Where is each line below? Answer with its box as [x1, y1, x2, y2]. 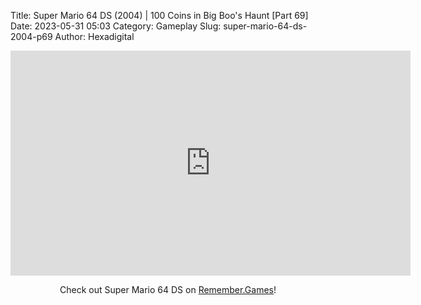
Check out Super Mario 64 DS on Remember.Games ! [59, 284, 277, 295]
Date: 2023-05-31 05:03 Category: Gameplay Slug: [10, 20, 222, 32]
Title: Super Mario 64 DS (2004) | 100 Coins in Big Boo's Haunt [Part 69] [10, 10, 309, 21]
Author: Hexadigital [54, 31, 135, 42]
